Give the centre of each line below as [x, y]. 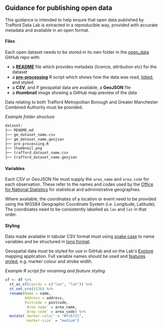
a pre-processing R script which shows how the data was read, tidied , [83, 77]
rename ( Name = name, [30, 294]
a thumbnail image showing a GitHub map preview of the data [74, 93]
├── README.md [19, 130]
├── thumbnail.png [24, 148]
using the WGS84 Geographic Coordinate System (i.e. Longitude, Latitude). [81, 204]
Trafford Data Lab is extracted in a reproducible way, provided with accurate [81, 25]
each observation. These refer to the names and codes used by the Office [79, 184]
